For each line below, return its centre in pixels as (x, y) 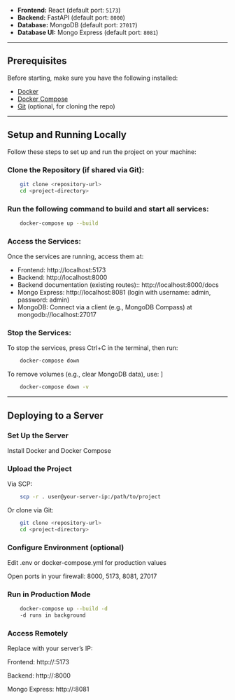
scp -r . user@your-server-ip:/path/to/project (90, 497)
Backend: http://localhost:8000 (62, 278)
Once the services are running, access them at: (76, 257)
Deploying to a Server (55, 415)
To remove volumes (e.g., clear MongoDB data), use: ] (85, 374)
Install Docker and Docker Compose (59, 450)
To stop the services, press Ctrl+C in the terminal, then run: (93, 348)
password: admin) (43, 300)
